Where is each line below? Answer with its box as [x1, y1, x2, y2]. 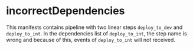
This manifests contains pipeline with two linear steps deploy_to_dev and [6, 24, 183, 31]
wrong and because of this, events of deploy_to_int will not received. [6, 36, 176, 43]
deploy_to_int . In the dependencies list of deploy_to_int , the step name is [6, 30, 187, 37]
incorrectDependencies [6, 4, 125, 18]
